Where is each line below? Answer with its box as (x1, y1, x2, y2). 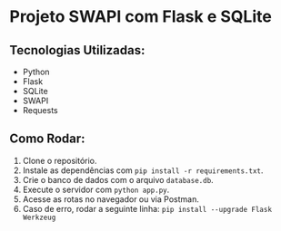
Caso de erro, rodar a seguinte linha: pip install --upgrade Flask (22, 203, 273, 214)
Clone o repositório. (22, 155, 97, 166)
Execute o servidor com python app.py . (22, 184, 170, 195)
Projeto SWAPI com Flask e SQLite (9, 6, 273, 27)
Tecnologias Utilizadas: (9, 43, 146, 58)
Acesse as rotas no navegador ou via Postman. (22, 193, 200, 205)
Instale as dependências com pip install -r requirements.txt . (22, 165, 264, 176)
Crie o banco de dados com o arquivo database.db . (22, 174, 214, 185)
